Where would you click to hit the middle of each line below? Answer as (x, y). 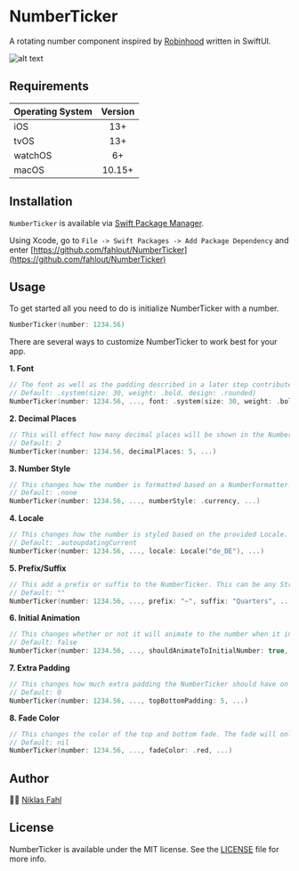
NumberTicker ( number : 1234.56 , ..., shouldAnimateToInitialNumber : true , (149, 651)
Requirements (49, 86)
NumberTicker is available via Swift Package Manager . (107, 223)
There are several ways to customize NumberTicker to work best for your (143, 342)
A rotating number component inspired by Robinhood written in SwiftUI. (140, 41)
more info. (28, 859)
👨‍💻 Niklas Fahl (36, 800)
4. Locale (27, 518)
